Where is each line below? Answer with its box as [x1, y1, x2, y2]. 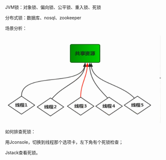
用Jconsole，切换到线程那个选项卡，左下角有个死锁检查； [5, 139, 124, 145]
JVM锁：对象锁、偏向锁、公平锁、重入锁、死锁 [5, 4, 101, 10]
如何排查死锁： [5, 128, 36, 134]
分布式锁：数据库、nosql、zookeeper [5, 15, 82, 21]
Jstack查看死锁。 [5, 150, 41, 156]
